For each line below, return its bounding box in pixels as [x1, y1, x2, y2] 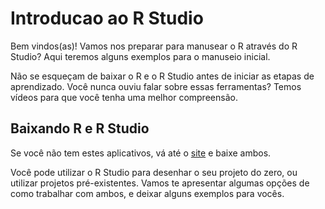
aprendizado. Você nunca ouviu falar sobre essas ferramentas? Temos [10, 80, 302, 92]
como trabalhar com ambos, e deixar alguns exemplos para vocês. [10, 187, 285, 199]
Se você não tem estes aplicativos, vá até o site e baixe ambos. [10, 147, 272, 159]
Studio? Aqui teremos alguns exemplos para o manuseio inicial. [10, 50, 271, 62]
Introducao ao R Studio [10, 7, 204, 30]
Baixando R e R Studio [10, 120, 150, 137]
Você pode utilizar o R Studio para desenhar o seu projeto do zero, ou [10, 166, 298, 178]
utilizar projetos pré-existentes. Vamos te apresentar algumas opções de [10, 177, 310, 189]
